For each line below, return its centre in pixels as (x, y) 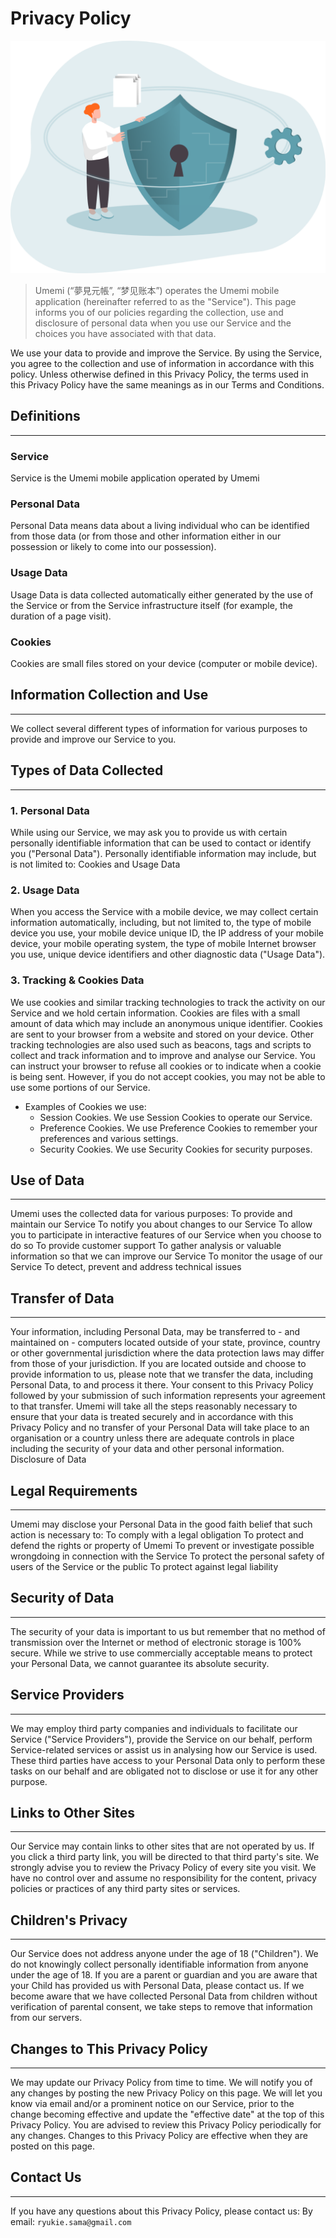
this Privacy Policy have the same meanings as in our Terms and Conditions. (167, 385)
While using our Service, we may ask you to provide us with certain (149, 832)
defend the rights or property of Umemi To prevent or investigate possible (162, 1545)
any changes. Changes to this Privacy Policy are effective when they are (159, 2136)
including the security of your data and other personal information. (147, 1449)
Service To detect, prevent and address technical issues (126, 1267)
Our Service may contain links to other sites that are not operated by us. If (162, 1846)
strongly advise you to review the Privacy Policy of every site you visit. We (163, 1868)
